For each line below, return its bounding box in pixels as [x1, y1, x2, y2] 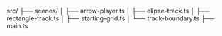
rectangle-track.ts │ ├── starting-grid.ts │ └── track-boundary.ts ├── [6, 14, 215, 23]
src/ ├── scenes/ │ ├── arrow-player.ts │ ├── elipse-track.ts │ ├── [6, 7, 210, 15]
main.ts [6, 22, 28, 30]
